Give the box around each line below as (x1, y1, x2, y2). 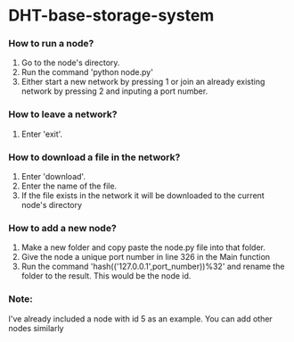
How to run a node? (8, 38, 94, 50)
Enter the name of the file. (20, 180, 118, 192)
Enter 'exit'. (20, 129, 63, 139)
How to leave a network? (8, 108, 118, 121)
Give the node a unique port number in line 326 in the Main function (20, 252, 271, 263)
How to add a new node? (8, 222, 117, 234)
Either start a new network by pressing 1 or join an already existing (20, 77, 265, 88)
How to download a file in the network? (8, 151, 181, 163)
